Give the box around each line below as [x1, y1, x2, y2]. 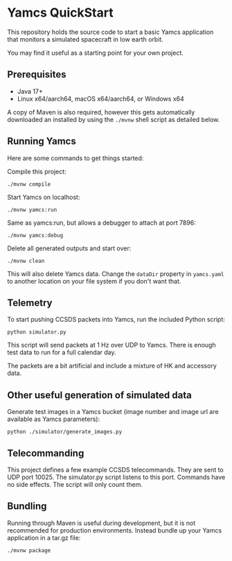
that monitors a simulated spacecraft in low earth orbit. [7, 35, 164, 43]
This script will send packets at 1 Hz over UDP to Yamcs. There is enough [7, 341, 216, 349]
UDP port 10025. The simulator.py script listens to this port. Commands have [7, 473, 226, 481]
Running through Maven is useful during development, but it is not [7, 519, 196, 527]
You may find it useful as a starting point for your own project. [7, 49, 184, 57]
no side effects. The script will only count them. [7, 481, 143, 488]
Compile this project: [7, 167, 67, 175]
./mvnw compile [7, 180, 51, 188]
